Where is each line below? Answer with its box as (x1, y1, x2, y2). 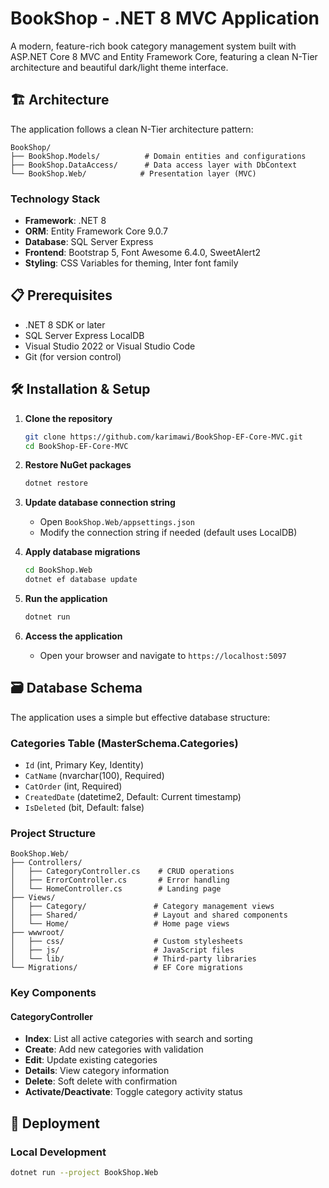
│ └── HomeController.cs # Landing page (10, 884, 222, 894)
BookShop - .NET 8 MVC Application (10, 7, 320, 30)
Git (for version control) (24, 350, 122, 362)
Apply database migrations (24, 546, 141, 558)
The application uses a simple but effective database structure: (10, 711, 271, 723)
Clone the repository (24, 412, 113, 424)
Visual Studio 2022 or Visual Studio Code (24, 340, 196, 352)
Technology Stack (10, 192, 101, 206)
